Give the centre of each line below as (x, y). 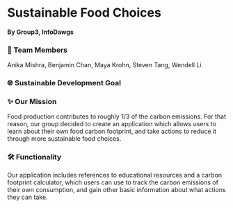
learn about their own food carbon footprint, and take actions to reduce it (112, 131)
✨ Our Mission (32, 102)
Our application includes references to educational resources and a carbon (115, 175)
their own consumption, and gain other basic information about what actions (116, 189)
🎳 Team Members (38, 50)
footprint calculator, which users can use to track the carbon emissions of (113, 182)
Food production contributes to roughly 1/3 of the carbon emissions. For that (116, 116)
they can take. (27, 197)
